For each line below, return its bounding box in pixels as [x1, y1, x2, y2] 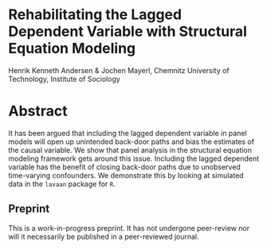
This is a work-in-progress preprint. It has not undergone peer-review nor [8, 223, 249, 232]
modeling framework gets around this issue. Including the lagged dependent [8, 154, 260, 163]
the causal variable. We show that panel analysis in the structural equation [8, 145, 253, 154]
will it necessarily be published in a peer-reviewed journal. [8, 231, 199, 241]
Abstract [8, 102, 68, 120]
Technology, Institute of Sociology [8, 74, 121, 84]
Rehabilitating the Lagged [8, 6, 182, 24]
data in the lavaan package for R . [8, 179, 116, 189]
